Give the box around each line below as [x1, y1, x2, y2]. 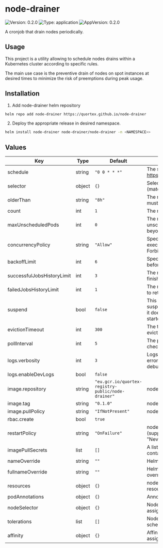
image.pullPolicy [7, 408, 45, 415]
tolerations [7, 518, 32, 525]
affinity [7, 532, 23, 539]
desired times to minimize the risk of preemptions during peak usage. [5, 75, 144, 81]
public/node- [94, 389, 125, 394]
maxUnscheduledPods [7, 221, 59, 228]
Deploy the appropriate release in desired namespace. [12, 120, 121, 126]
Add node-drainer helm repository [12, 102, 81, 108]
